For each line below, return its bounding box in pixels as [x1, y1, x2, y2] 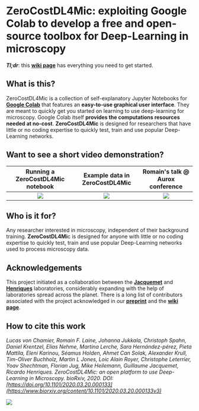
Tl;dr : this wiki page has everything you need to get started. [6, 61, 153, 69]
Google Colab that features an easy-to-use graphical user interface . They [6, 101, 190, 108]
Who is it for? [6, 211, 56, 221]
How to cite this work [6, 321, 86, 331]
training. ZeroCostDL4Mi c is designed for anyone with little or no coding [6, 233, 184, 240]
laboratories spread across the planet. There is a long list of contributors [6, 291, 183, 298]
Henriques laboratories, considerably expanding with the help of [6, 285, 164, 292]
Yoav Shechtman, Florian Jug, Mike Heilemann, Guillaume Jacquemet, [6, 362, 179, 369]
